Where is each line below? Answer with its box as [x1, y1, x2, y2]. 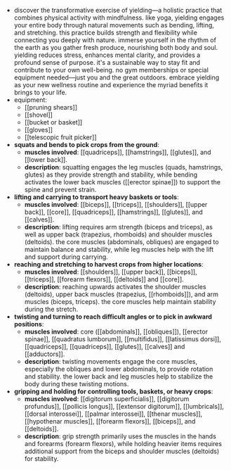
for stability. [24, 455, 59, 463]
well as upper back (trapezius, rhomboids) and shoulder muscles [24, 230, 213, 239]
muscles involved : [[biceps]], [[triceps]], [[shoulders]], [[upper [24, 201, 208, 208]
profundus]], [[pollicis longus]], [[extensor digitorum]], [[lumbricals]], [24, 402, 225, 410]
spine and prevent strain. [24, 186, 97, 193]
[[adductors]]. [24, 350, 65, 358]
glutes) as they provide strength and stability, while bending [24, 170, 198, 179]
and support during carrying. [24, 253, 109, 261]
